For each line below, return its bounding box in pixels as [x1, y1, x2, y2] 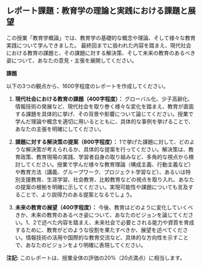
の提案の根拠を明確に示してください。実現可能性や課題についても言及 [14, 183, 188, 190]
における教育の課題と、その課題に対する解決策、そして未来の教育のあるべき [6, 49, 196, 56]
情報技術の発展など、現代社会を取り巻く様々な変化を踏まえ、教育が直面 [14, 102, 194, 110]
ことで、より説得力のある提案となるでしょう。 [20, 190, 136, 198]
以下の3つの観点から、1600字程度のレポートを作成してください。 [6, 82, 169, 89]
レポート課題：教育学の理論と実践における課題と [6, 5, 188, 16]
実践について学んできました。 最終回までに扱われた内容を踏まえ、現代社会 [6, 42, 192, 49]
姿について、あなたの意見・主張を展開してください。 [6, 57, 138, 64]
